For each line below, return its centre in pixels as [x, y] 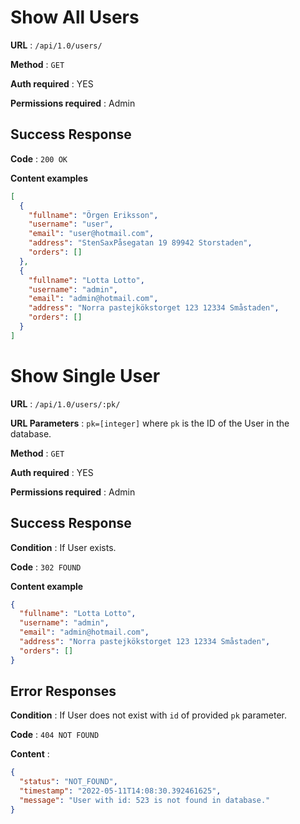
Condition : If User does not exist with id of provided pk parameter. [148, 715]
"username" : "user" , [71, 224]
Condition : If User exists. [63, 547]
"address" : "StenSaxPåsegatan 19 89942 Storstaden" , [140, 243]
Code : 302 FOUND [46, 567]
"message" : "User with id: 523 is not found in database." [145, 801]
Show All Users [75, 17]
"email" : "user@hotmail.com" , [91, 234]
